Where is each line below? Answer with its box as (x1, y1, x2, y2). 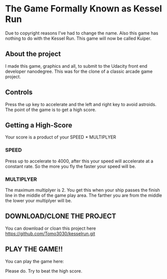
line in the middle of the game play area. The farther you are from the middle (5, 192, 163, 198)
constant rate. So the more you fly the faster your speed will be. (5, 163, 136, 169)
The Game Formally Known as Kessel (5, 3, 162, 14)
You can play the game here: (5, 258, 64, 264)
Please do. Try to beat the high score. (5, 268, 82, 274)
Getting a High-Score (5, 121, 72, 130)
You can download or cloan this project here (5, 225, 96, 231)
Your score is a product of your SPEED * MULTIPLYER (5, 134, 116, 140)
